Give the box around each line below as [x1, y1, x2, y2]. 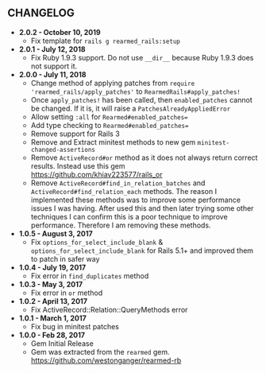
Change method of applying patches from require [30, 78, 195, 87]
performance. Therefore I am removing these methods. [30, 220, 211, 230]
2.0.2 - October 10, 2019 [18, 27, 101, 37]
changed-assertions [30, 146, 96, 153]
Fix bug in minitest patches [30, 321, 120, 331]
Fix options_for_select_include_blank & [30, 237, 164, 247]
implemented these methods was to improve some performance [30, 195, 241, 204]
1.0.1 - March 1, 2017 [18, 313, 87, 323]
